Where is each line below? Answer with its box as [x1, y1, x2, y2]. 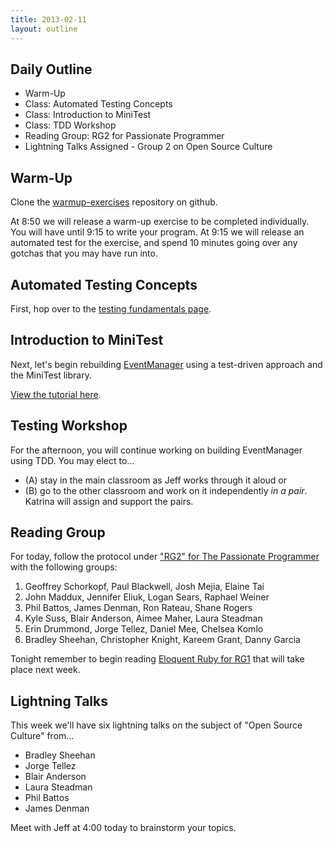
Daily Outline [10, 61, 93, 78]
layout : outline [10, 24, 78, 34]
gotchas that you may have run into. [10, 247, 158, 260]
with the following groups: [10, 561, 118, 573]
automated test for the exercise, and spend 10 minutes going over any [10, 237, 298, 249]
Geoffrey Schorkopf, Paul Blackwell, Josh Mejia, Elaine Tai [24, 581, 265, 593]
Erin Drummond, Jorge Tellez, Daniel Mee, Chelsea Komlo [24, 623, 264, 635]
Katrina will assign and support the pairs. [24, 495, 194, 507]
